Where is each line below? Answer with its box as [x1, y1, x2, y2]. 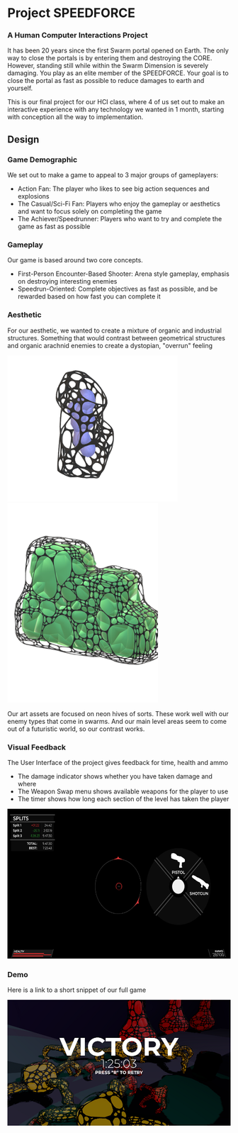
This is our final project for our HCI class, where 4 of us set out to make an [7, 98, 225, 106]
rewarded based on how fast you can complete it [17, 292, 161, 301]
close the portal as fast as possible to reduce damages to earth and [7, 77, 205, 85]
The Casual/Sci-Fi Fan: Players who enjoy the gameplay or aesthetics [17, 200, 221, 208]
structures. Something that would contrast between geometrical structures [7, 333, 225, 342]
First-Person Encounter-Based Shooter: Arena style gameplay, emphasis [17, 269, 230, 278]
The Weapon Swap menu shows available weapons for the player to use [17, 787, 229, 796]
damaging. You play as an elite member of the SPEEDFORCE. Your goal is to [7, 69, 229, 77]
